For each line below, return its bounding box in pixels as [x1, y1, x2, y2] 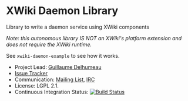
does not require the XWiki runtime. [6, 41, 92, 48]
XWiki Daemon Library [6, 4, 119, 18]
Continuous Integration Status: [14, 88, 89, 95]
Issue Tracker [14, 69, 48, 76]
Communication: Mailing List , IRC [14, 76, 95, 83]
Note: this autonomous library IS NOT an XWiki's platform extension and [6, 34, 182, 41]
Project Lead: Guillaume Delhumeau [14, 63, 102, 71]
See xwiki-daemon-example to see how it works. [6, 52, 120, 59]
